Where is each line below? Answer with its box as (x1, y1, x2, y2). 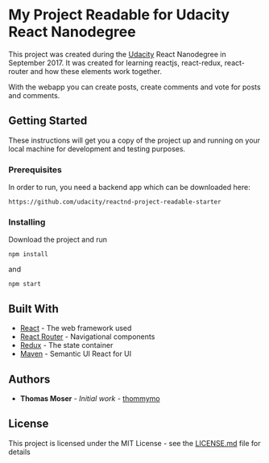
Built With (8, 302, 59, 316)
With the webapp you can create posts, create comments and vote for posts (8, 82, 261, 92)
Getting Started (8, 114, 88, 128)
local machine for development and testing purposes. (8, 143, 186, 154)
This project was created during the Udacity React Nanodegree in (8, 49, 227, 59)
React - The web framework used (19, 324, 132, 333)
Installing (8, 216, 46, 227)
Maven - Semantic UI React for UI (19, 349, 132, 359)
